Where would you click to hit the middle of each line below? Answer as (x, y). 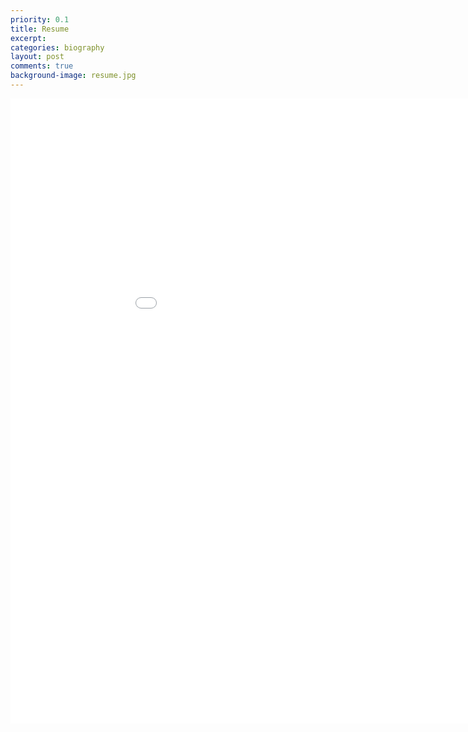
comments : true (42, 66)
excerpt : (28, 38)
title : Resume (40, 29)
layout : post (37, 57)
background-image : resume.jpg (73, 76)
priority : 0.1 (40, 19)
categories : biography (57, 47)
